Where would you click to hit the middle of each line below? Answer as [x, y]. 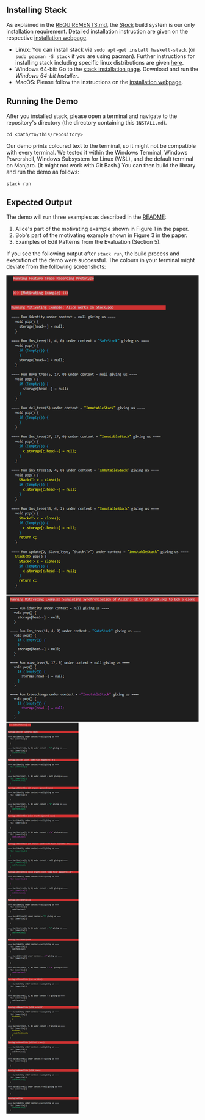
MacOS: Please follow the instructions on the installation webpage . [99, 82]
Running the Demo [42, 101]
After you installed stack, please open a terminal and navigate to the [92, 116]
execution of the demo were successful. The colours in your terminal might [101, 260]
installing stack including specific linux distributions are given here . [99, 62]
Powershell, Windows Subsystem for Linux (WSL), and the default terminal [100, 159]
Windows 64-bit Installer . [47, 75]
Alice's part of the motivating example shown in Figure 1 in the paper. [102, 229]
